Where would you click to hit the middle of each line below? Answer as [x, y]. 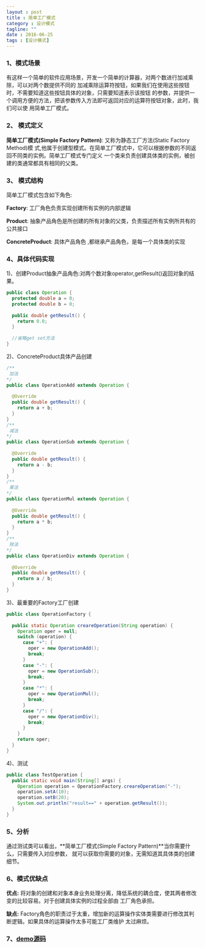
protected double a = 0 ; [43, 299]
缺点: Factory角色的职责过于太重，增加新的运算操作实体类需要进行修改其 [98, 914]
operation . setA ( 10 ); [43, 792]
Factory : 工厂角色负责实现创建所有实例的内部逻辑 [69, 208]
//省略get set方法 [33, 338]
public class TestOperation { [45, 775]
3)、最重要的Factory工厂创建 [43, 602]
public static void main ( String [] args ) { [67, 781]
